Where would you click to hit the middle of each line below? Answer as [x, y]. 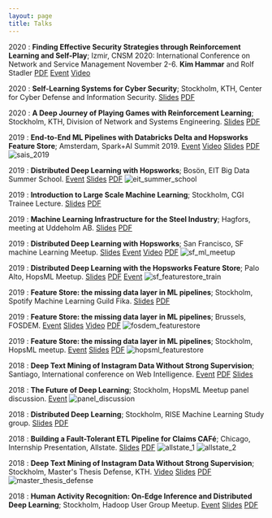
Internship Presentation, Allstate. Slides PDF [82, 447]
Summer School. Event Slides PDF [66, 179]
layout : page [30, 16]
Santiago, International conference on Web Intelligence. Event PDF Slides [131, 374]
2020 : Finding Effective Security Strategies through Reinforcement [125, 46]
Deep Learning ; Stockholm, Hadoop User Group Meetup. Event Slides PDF [133, 504]
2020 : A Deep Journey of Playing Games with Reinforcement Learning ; [131, 113]
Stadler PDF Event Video [50, 72]
